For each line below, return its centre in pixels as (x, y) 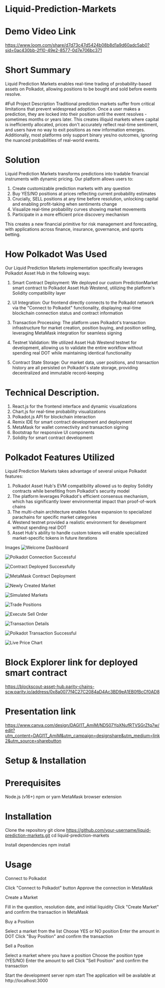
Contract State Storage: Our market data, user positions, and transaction (85, 362)
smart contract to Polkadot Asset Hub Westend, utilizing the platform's (83, 288)
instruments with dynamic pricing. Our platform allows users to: (69, 179)
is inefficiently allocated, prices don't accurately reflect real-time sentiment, (82, 125)
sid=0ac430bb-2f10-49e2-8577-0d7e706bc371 (54, 51)
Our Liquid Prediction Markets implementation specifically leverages (74, 268)
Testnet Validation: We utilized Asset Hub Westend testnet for (74, 342)
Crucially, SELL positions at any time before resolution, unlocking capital (85, 199)
